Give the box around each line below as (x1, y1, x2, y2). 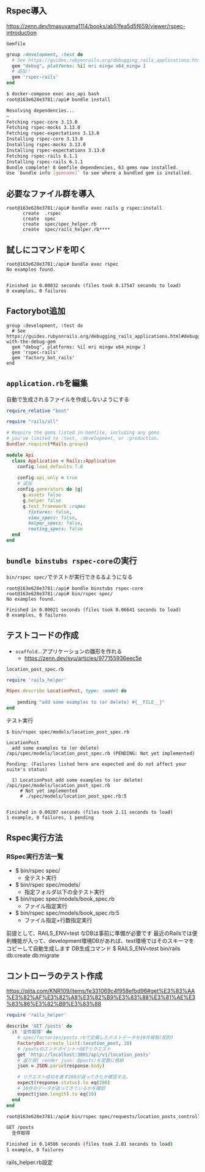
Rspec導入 (6, 5, 47, 16)
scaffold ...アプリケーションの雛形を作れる (15, 647, 122, 655)
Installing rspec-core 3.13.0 (6, 136, 84, 142)
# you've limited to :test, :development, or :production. (6, 436, 160, 442)
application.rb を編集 (6, 378, 88, 389)
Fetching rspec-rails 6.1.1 (6, 153, 78, 159)
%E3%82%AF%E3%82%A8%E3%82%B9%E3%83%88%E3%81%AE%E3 (6, 994, 196, 1001)
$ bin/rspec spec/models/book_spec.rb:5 (15, 909, 120, 917)
